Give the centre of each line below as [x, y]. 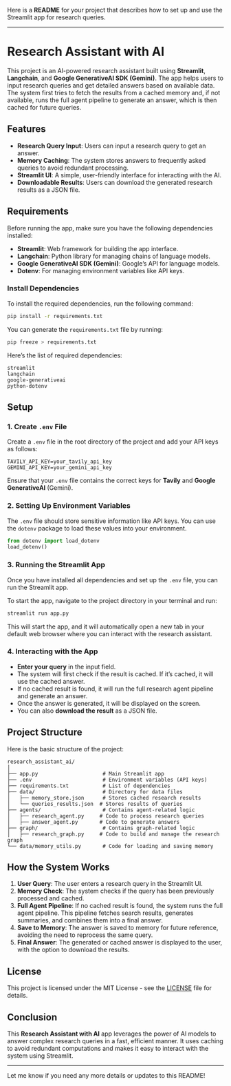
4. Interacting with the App [53, 651]
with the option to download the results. [73, 950]
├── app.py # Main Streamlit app [86, 773]
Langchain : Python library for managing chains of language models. [114, 256]
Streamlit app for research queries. [57, 17]
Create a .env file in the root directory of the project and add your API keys [113, 442]
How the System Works [58, 868]
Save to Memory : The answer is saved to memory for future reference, [118, 928]
